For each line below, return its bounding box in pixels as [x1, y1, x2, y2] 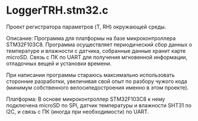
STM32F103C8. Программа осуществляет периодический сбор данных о [6, 41, 193, 48]
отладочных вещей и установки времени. [6, 60, 112, 67]
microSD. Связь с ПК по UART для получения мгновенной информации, [6, 53, 188, 60]
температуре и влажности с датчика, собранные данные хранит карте [6, 47, 186, 54]
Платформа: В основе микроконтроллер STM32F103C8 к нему [6, 95, 165, 103]
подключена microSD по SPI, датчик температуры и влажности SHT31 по [6, 101, 191, 109]
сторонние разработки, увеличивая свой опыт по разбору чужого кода [6, 78, 188, 85]
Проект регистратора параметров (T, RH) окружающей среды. [6, 23, 167, 30]
